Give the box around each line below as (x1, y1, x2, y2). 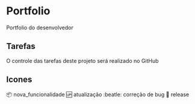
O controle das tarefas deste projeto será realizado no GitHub (6, 57, 159, 64)
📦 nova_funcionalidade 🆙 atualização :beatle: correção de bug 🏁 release (6, 91, 190, 98)
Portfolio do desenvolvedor (6, 24, 73, 31)
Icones (6, 75, 32, 85)
